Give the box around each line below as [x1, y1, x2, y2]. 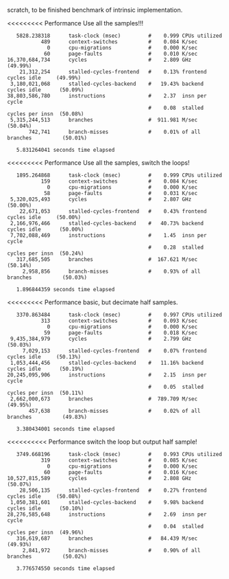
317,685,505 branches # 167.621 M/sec [16, 256, 197, 263]
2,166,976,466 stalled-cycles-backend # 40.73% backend [10, 220, 204, 227]
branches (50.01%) [7, 135, 88, 141]
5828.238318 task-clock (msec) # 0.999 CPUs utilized [16, 32, 223, 39]
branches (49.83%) [7, 413, 88, 420]
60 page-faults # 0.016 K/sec [43, 469, 197, 476]
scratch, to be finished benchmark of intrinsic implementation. [7, 6, 183, 14]
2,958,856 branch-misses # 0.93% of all [22, 268, 201, 275]
